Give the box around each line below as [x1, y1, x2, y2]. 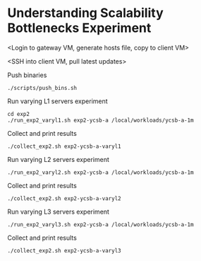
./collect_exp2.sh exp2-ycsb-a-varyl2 [7, 195, 121, 202]
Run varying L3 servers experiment [7, 207, 109, 216]
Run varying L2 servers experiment [7, 155, 109, 163]
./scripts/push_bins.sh [7, 84, 78, 91]
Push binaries [7, 71, 47, 79]
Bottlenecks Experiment [7, 20, 152, 36]
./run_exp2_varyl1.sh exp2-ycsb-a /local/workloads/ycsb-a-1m [7, 117, 194, 124]
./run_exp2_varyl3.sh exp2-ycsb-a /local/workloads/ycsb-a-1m [7, 221, 194, 228]
